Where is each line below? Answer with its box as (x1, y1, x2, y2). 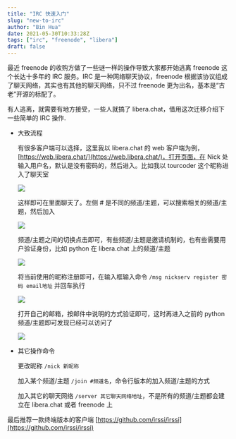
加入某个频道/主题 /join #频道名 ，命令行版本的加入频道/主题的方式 (17, 377, 210, 385)
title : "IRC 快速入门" (7, 10, 70, 18)
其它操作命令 (17, 347, 55, 355)
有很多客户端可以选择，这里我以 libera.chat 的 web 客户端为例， (17, 144, 204, 152)
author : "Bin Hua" (7, 23, 61, 30)
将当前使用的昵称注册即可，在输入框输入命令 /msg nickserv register (17, 272, 219, 281)
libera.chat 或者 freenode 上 (31, 400, 113, 409)
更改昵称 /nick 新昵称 (17, 361, 80, 370)
